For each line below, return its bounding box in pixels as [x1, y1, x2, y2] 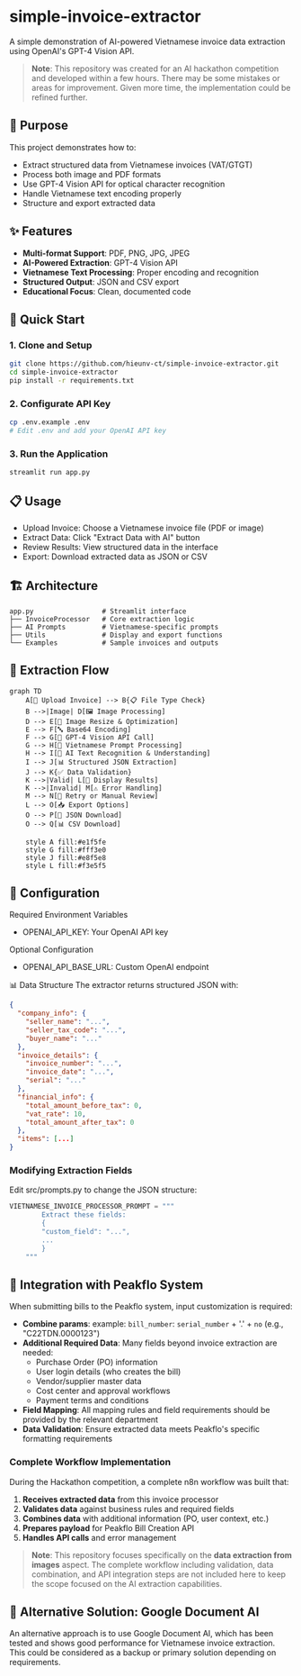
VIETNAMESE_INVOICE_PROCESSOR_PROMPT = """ [9, 1202, 175, 1211]
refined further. [31, 92, 88, 103]
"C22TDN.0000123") [22, 1328, 101, 1339]
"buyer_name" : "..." [25, 1034, 102, 1043]
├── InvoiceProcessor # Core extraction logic [9, 614, 195, 623]
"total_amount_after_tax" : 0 [25, 1118, 135, 1127]
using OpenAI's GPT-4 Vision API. [9, 45, 135, 56]
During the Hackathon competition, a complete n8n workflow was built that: [9, 1476, 289, 1487]
